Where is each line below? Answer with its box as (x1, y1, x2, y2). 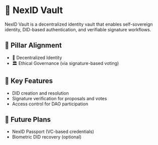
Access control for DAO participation (12, 101, 89, 107)
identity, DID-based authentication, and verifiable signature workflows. (5, 26, 151, 32)
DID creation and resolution (12, 90, 69, 96)
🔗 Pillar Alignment (5, 41, 62, 50)
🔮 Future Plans (5, 115, 51, 124)
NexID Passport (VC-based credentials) (12, 128, 94, 135)
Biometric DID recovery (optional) (12, 134, 82, 140)
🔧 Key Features (5, 77, 53, 85)
